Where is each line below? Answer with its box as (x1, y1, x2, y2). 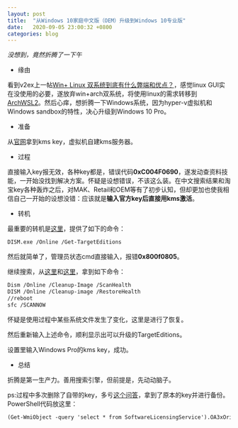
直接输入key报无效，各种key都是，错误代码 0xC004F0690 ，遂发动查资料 (7, 168, 222, 176)
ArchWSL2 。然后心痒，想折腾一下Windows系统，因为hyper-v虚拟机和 (7, 99, 212, 107)
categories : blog (7, 30, 59, 38)
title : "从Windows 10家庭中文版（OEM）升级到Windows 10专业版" (7, 17, 186, 24)
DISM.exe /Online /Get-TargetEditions (7, 238, 122, 246)
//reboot (7, 295, 33, 302)
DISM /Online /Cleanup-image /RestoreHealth (7, 288, 141, 295)
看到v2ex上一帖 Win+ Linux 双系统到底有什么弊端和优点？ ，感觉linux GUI (7, 81, 220, 89)
